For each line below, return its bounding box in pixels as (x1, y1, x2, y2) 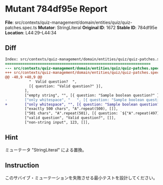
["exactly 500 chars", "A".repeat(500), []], (24, 106, 118, 111)
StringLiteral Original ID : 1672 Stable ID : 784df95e (57, 24, 158, 30)
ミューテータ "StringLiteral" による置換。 (5, 147, 87, 152)
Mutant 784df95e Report (5, 3, 108, 15)
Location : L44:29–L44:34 (5, 30, 57, 35)
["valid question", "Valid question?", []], (24, 116, 116, 120)
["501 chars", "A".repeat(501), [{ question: (24, 111, 118, 116)
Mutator (38, 24, 55, 30)
